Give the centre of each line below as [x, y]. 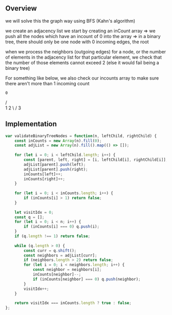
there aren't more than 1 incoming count [47, 83]
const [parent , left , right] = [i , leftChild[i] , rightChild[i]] [95, 160]
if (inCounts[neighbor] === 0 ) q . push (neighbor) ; [87, 279]
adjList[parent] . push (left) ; [55, 164]
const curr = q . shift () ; [50, 251]
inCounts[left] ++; [43, 174]
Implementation [31, 124]
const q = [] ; [29, 217]
